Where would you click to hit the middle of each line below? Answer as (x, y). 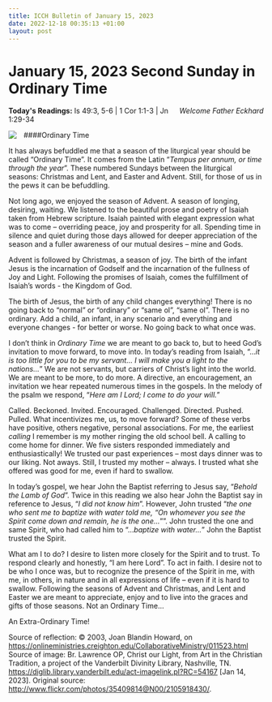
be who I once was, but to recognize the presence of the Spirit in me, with (132, 571)
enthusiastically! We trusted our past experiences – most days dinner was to (136, 454)
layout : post (30, 31)
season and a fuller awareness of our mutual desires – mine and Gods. (126, 244)
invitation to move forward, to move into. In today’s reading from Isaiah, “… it (134, 352)
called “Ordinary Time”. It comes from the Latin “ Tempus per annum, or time (135, 160)
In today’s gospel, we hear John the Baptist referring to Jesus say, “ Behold (133, 487)
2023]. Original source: (47, 680)
